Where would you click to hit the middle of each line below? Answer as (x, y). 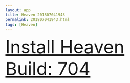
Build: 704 (48, 69)
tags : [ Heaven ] (21, 24)
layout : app (18, 10)
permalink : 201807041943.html (38, 19)
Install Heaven (65, 47)
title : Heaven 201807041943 (35, 15)
